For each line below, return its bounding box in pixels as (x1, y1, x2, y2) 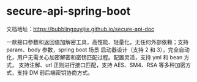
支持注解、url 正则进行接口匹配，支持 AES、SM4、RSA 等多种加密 (18, 61, 186, 69)
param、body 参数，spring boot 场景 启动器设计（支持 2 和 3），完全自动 (6, 46, 190, 53)
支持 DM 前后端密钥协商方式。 (17, 69, 94, 76)
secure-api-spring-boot (6, 4, 131, 18)
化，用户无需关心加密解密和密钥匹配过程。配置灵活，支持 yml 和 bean (6, 53, 183, 61)
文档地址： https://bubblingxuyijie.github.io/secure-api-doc (6, 25, 155, 32)
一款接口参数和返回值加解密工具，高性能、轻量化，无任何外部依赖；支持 (6, 38, 188, 45)
